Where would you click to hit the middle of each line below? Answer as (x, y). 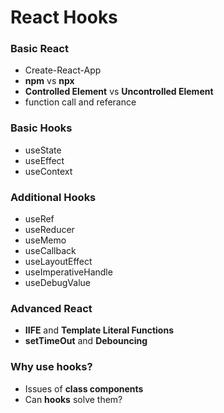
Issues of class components (84, 388)
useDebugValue (57, 283)
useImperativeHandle (68, 272)
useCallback (50, 251)
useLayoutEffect (58, 262)
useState (43, 150)
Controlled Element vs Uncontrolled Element (119, 92)
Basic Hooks (41, 128)
